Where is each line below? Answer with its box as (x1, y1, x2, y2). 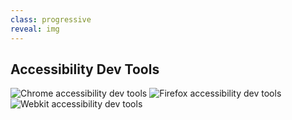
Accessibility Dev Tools (10, 61, 160, 78)
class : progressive (10, 14, 92, 25)
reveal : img (10, 24, 60, 34)
